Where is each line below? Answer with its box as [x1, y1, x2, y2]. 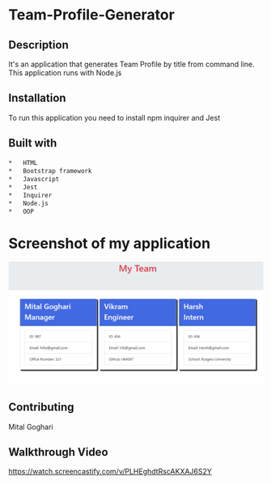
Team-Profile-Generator [8, 6, 176, 24]
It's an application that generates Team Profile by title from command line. [8, 59, 255, 69]
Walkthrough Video [8, 445, 108, 459]
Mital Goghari [8, 422, 54, 431]
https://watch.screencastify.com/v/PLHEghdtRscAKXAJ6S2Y [8, 467, 213, 477]
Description [8, 38, 69, 52]
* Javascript [8, 175, 60, 183]
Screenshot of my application [8, 234, 211, 253]
